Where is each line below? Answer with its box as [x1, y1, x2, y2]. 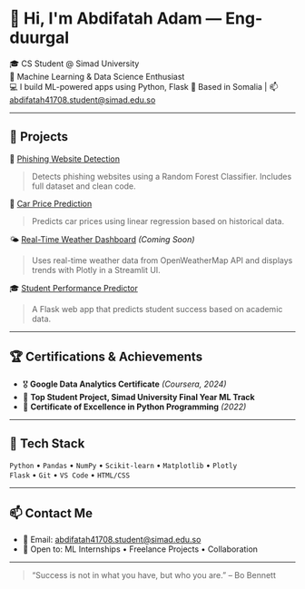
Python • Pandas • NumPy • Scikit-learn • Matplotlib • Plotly [9, 460, 238, 471]
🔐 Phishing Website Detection [9, 153, 121, 164]
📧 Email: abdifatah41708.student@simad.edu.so [22, 535, 202, 545]
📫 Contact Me [9, 506, 93, 521]
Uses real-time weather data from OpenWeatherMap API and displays [31, 254, 293, 266]
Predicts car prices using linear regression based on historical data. [31, 215, 284, 226]
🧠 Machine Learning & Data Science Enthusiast [9, 71, 185, 82]
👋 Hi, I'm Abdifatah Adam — [9, 8, 222, 29]
